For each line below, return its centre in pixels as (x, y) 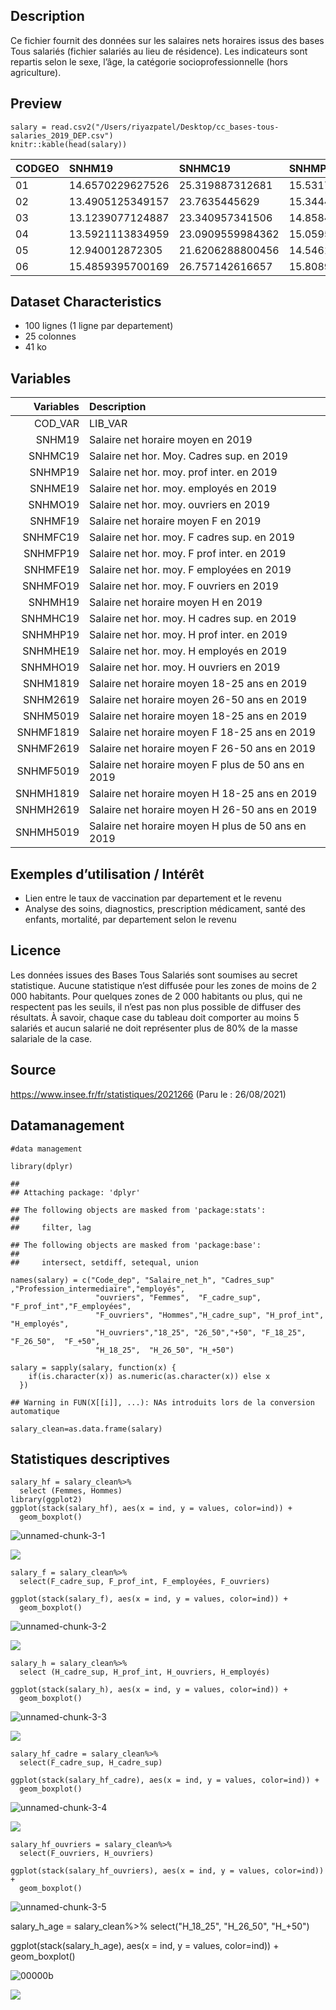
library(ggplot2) (46, 1500)
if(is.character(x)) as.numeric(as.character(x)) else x (149, 1376)
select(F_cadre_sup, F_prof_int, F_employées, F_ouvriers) (145, 1582)
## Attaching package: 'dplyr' (75, 1192)
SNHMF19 (54, 521)
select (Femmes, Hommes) (71, 1491)
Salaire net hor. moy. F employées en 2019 (190, 570)
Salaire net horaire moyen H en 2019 (176, 602)
